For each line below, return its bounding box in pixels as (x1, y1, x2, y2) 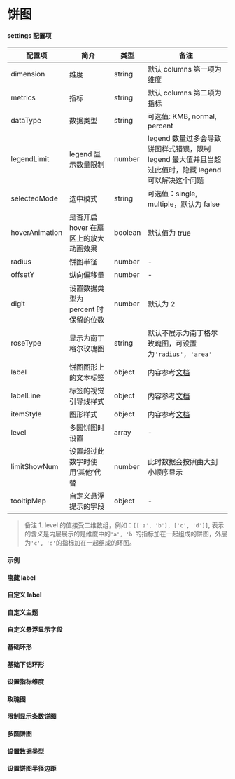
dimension (10, 69, 45, 79)
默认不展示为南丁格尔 (148, 328, 218, 338)
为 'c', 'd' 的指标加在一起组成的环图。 (24, 538, 136, 547)
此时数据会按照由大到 (148, 457, 218, 467)
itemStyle (10, 409, 42, 419)
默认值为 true (148, 229, 191, 238)
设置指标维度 (7, 677, 44, 686)
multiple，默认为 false (148, 199, 220, 209)
